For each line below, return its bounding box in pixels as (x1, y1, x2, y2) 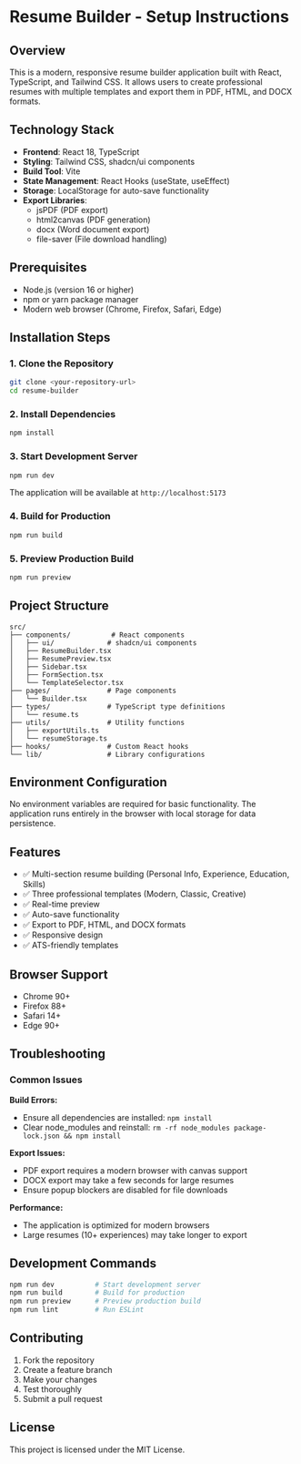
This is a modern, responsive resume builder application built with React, (9, 67, 282, 77)
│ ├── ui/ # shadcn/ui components (9, 638, 197, 648)
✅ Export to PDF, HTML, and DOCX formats (22, 919, 186, 930)
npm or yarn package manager (22, 293, 139, 304)
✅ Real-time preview (22, 899, 100, 910)
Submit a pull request (22, 1393, 103, 1404)
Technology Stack (9, 122, 115, 138)
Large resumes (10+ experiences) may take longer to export (22, 1229, 247, 1240)
